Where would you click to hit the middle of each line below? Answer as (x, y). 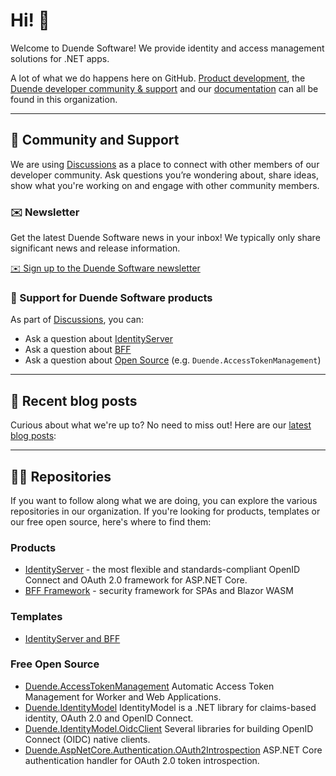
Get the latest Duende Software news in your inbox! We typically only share (165, 238)
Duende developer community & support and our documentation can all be (164, 88)
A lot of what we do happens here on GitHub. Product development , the (158, 78)
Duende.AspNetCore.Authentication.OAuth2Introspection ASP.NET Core (173, 750)
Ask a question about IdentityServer (98, 339)
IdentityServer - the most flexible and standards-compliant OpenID (162, 570)
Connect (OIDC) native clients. (87, 739)
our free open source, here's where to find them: (111, 521)
